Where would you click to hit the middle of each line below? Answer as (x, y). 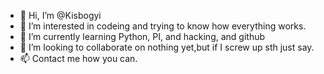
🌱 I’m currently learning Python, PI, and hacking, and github (142, 36)
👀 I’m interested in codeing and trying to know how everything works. (163, 26)
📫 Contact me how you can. (78, 58)
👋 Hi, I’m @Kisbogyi (60, 15)
